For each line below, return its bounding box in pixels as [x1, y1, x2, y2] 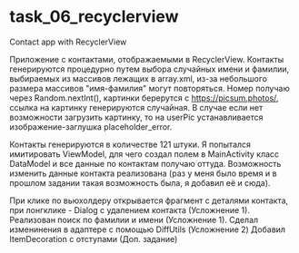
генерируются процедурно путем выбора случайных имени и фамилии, [9, 63, 290, 74]
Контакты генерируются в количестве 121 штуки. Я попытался [9, 139, 252, 150]
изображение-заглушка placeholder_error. [9, 121, 173, 132]
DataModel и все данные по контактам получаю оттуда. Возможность [9, 158, 282, 169]
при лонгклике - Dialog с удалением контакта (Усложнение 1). [9, 204, 250, 215]
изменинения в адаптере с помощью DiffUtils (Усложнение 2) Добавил [9, 224, 286, 235]
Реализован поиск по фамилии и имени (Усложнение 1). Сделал [9, 214, 259, 225]
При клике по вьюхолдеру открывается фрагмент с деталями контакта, [9, 195, 289, 206]
